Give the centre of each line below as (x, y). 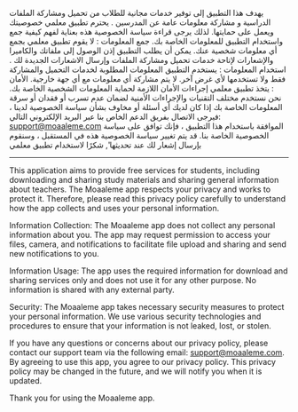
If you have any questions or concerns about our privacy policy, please (139, 343)
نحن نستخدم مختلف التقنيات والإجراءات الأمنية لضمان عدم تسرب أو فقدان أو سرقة (145, 98)
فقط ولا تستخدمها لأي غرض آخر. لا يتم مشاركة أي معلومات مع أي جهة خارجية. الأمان (148, 79)
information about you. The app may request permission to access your (140, 235)
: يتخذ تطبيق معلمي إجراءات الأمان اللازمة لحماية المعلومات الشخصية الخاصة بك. (142, 88)
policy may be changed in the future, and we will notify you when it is (136, 371)
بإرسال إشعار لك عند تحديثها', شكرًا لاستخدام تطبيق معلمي (106, 145)
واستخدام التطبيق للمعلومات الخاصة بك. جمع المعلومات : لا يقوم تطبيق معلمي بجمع (146, 41)
